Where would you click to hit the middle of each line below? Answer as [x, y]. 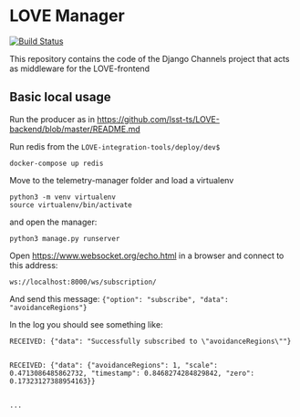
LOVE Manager [67, 16]
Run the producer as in [52, 119]
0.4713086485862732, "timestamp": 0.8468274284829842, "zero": [132, 373]
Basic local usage [60, 97]
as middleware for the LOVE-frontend [80, 68]
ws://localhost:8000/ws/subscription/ [83, 282]
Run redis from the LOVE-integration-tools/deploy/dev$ [115, 146]
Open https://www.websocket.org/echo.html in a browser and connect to [147, 255]
